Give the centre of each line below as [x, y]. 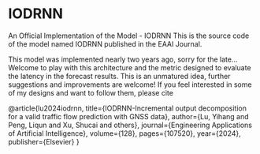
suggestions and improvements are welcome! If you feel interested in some [130, 85]
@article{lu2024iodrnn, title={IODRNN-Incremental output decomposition [127, 108]
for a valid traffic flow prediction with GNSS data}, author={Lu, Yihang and [129, 116]
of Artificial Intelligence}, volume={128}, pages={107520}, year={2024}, [125, 133]
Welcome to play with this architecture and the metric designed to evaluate [130, 67]
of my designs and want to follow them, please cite [91, 92]
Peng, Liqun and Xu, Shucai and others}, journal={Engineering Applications [130, 125]
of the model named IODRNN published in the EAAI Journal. [105, 43]
